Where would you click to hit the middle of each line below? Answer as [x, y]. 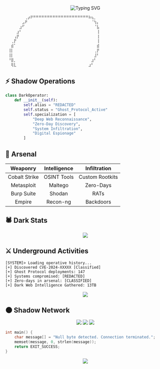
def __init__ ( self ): [36, 100]
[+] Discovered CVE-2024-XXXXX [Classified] [53, 267]
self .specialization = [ [50, 114]
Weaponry [23, 168]
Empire [23, 202]
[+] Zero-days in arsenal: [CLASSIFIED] [49, 281]
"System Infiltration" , [57, 129]
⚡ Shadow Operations [40, 81]
